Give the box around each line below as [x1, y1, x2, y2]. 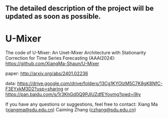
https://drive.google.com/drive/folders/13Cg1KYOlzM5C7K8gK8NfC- [17, 81, 163, 87]
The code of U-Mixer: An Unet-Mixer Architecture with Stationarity [5, 50, 146, 56]
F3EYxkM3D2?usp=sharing [5, 86, 63, 92]
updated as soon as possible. [5, 12, 101, 21]
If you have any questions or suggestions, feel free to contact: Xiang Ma [5, 101, 158, 107]
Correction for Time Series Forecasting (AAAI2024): [5, 55, 116, 61]
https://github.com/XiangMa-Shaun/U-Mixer [5, 61, 99, 67]
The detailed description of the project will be [5, 4, 154, 13]
